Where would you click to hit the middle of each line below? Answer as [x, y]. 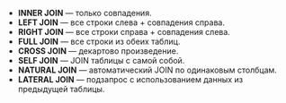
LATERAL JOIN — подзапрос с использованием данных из [130, 79]
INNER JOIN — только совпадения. [85, 13]
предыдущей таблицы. [61, 89]
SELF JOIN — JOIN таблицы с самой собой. [101, 60]
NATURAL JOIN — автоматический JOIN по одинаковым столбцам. [147, 70]
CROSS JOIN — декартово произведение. [98, 51]
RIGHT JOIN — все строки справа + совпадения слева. [124, 32]
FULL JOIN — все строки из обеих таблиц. [99, 41]
